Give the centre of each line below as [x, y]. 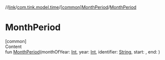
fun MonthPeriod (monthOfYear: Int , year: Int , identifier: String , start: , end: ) [83, 51]
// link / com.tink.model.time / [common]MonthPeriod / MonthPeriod [71, 7]
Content [13, 46]
